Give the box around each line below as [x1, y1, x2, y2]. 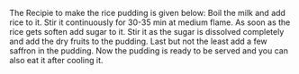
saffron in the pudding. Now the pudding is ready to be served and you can [9, 45, 288, 56]
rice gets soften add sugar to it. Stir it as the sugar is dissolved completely [9, 27, 285, 37]
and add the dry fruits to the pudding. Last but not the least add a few [9, 36, 267, 46]
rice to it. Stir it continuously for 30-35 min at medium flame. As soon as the [9, 17, 291, 28]
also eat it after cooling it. [9, 55, 104, 65]
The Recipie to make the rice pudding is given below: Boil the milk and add [9, 8, 286, 18]
